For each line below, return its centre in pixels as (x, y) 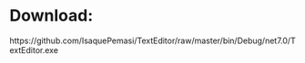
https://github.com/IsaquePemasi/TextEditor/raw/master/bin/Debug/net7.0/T (152, 40)
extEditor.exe (34, 49)
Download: (51, 16)
